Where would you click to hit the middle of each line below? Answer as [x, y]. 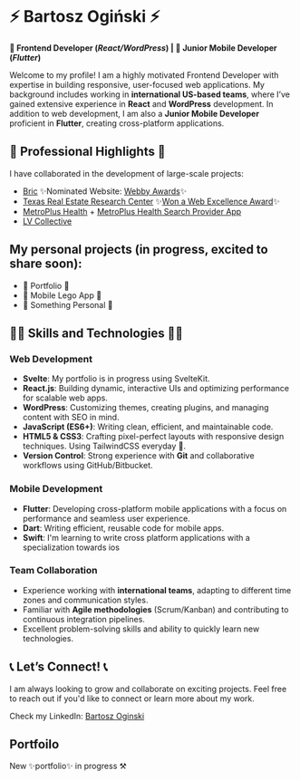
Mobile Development [56, 489]
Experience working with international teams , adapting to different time [157, 590]
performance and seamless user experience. [106, 518]
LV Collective [47, 221]
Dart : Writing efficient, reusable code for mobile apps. [123, 528]
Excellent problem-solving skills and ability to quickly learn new [141, 629]
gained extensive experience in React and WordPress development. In [141, 103]
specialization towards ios [71, 547]
